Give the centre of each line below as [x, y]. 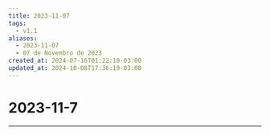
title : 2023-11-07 [39, 16]
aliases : [23, 38]
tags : [17, 23]
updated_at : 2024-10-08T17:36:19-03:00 [75, 68]
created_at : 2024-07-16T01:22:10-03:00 [75, 61]
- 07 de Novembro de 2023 [59, 53]
